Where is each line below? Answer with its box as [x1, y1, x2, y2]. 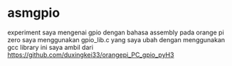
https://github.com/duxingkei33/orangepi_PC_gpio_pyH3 [7, 51, 174, 59]
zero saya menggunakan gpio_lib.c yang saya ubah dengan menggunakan [7, 35, 226, 44]
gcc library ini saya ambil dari [7, 43, 94, 51]
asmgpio [7, 5, 60, 21]
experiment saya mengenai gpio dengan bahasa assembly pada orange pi [7, 28, 224, 37]
